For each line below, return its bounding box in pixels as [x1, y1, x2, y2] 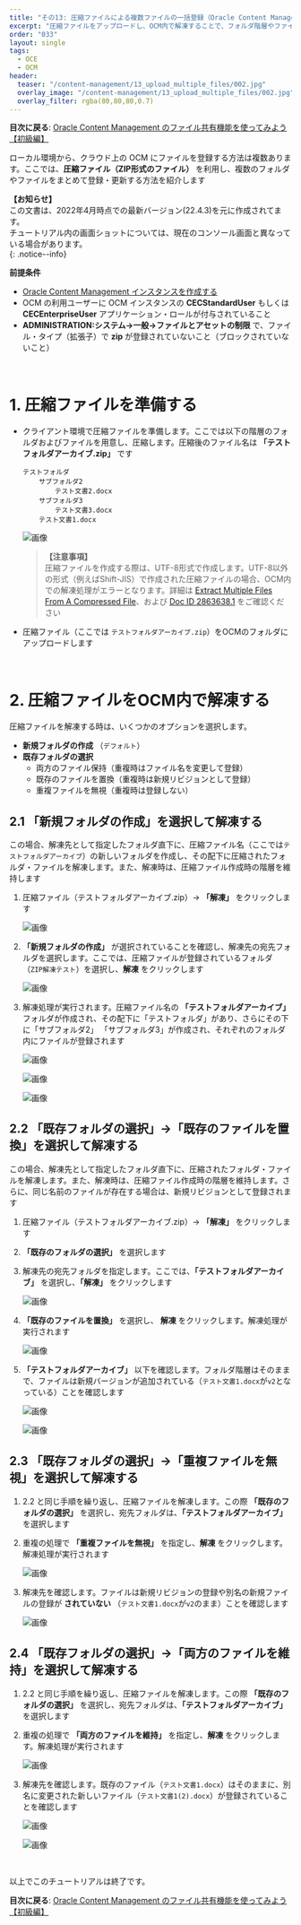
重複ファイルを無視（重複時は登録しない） [35, 785, 193, 796]
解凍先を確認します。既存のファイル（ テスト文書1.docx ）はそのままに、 [21, 1779, 284, 1790]
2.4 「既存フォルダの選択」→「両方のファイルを [9, 1646, 279, 1661]
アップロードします [21, 637, 94, 648]
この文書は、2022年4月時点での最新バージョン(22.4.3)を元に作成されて [9, 205, 275, 216]
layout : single [9, 38, 66, 48]
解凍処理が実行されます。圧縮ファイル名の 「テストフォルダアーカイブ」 [21, 1002, 291, 1013]
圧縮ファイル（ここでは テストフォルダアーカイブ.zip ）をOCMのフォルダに [21, 627, 288, 637]
